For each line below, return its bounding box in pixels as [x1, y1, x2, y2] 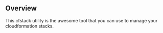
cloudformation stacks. [5, 23, 54, 29]
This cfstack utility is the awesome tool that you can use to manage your [5, 17, 158, 23]
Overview [5, 4, 37, 13]
